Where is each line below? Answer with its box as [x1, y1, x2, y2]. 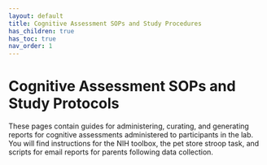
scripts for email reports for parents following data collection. [8, 147, 214, 157]
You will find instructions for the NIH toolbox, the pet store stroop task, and [8, 139, 260, 149]
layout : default [8, 11, 63, 20]
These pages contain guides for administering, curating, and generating [8, 121, 250, 131]
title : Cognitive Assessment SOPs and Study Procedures [8, 20, 202, 28]
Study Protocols [8, 94, 120, 113]
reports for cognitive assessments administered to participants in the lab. [8, 130, 254, 140]
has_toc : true [8, 34, 57, 43]
